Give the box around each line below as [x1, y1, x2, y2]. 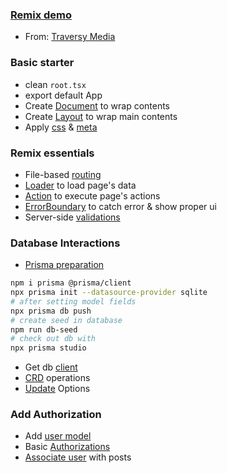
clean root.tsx [24, 78, 87, 90]
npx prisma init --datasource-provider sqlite [10, 288, 208, 298]
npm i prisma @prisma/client [10, 278, 132, 288]
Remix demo [10, 8, 73, 22]
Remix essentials [10, 146, 95, 160]
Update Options [24, 383, 91, 395]
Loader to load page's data [24, 179, 137, 191]
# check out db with [10, 334, 97, 344]
